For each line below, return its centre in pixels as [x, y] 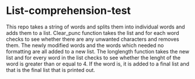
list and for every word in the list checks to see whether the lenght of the [93, 58]
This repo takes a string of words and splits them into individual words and [95, 27]
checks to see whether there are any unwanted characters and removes [93, 39]
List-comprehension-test [69, 11]
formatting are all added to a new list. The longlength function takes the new [98, 51]
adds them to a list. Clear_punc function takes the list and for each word [93, 33]
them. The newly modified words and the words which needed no [85, 45]
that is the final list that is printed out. [51, 70]
